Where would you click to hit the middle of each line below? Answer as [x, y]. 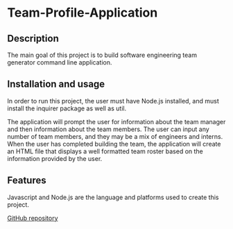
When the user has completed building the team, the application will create [114, 144]
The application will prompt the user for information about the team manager [116, 121]
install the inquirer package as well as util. [67, 108]
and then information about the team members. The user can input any [108, 129]
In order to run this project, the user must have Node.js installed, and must [113, 101]
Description [33, 39]
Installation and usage [56, 84]
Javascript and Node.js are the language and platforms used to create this [113, 197]
